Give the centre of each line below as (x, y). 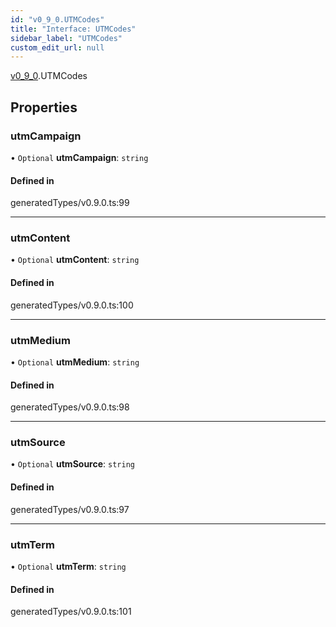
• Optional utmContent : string (75, 260)
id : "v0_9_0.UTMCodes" (57, 19)
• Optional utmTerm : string (68, 566)
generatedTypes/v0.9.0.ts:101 (71, 612)
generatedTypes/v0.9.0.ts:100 (72, 305)
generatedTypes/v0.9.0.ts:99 (70, 203)
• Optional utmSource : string (72, 464)
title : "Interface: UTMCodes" (73, 29)
